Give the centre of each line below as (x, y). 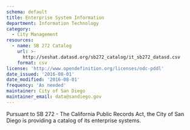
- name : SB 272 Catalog (42, 46)
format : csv (32, 63)
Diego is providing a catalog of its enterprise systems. (74, 120)
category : (19, 29)
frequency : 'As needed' (36, 86)
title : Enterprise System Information (55, 18)
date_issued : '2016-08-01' (40, 74)
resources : (20, 40)
